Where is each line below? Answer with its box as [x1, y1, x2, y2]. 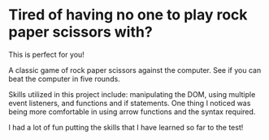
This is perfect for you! [8, 49, 85, 59]
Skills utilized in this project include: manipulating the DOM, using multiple [8, 89, 256, 99]
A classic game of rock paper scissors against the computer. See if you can [8, 65, 262, 74]
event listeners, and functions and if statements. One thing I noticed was [8, 98, 251, 108]
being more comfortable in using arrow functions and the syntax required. [8, 107, 256, 117]
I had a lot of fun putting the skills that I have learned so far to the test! [8, 122, 244, 132]
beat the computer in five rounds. [8, 74, 120, 83]
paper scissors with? [8, 23, 153, 41]
